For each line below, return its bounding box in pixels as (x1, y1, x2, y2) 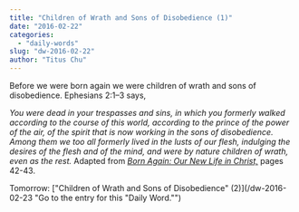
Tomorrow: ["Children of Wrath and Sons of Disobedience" (9, 183, 229, 193)
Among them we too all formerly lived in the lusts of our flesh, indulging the (9, 137, 291, 147)
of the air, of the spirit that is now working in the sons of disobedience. (9, 127, 274, 137)
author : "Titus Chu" (9, 55, 88, 64)
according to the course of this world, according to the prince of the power (9, 117, 290, 128)
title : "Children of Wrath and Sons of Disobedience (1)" (9, 13, 233, 23)
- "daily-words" (17, 38, 79, 48)
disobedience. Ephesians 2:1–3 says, (9, 90, 147, 101)
